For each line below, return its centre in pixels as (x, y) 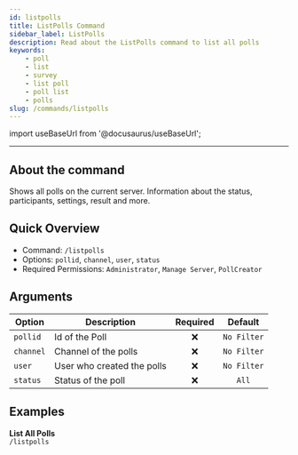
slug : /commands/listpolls (59, 108)
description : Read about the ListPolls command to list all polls (134, 42)
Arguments (41, 297)
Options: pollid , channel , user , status (91, 259)
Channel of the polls (96, 351)
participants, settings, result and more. (80, 201)
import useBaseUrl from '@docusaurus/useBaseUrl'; (105, 133)
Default (243, 322)
